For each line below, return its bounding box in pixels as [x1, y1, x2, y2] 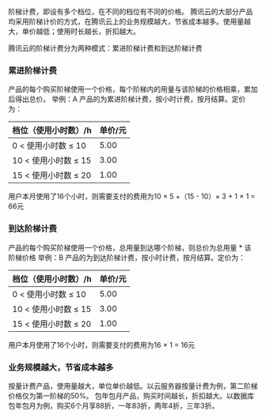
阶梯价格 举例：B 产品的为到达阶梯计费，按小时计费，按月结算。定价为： [8, 252, 246, 262]
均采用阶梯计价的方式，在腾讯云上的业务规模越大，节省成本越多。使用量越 [8, 17, 251, 26]
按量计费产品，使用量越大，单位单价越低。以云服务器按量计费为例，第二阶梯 [8, 381, 258, 390]
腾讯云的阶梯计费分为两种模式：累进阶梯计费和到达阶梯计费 [8, 43, 203, 53]
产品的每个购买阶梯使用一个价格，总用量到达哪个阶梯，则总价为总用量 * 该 [8, 243, 252, 252]
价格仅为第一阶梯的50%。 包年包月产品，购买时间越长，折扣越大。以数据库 [8, 390, 255, 401]
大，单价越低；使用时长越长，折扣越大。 [8, 27, 140, 36]
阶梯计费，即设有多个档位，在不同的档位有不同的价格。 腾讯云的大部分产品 [8, 7, 253, 16]
